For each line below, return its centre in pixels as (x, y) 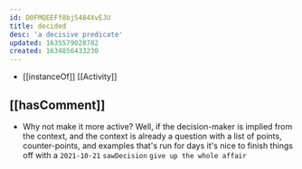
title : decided (38, 26)
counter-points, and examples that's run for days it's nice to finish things (158, 146)
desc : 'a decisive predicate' (66, 34)
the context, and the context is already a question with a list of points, (152, 136)
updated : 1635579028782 (54, 43)
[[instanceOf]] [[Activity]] (70, 76)
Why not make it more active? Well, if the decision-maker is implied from (157, 126)
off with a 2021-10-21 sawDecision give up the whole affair (134, 155)
